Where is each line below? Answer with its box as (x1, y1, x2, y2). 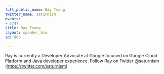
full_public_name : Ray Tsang (5, 7, 65, 12)
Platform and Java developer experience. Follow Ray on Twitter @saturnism (5, 58, 159, 64)
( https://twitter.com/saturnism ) (5, 63, 68, 69)
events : (5, 16, 21, 21)
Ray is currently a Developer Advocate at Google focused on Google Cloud (5, 52, 158, 58)
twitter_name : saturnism (5, 12, 56, 17)
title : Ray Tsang (5, 26, 41, 31)
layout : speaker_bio (5, 30, 48, 35)
